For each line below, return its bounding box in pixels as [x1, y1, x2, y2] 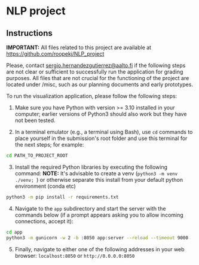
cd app [6, 229, 23, 235]
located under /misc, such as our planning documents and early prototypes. [6, 81, 193, 88]
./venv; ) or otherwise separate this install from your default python [14, 176, 183, 183]
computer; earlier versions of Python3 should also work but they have [14, 111, 187, 117]
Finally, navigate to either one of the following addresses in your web [14, 245, 185, 252]
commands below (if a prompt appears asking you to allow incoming [14, 211, 183, 218]
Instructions [6, 28, 53, 38]
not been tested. [14, 117, 56, 124]
